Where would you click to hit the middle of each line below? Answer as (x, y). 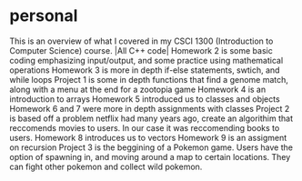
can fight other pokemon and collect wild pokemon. (106, 166)
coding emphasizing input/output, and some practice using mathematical (146, 60)
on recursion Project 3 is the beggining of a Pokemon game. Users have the (151, 147)
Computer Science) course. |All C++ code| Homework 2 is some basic (141, 50)
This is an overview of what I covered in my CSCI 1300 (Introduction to (141, 41)
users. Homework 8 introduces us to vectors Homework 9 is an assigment (148, 137)
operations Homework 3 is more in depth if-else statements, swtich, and (145, 70)
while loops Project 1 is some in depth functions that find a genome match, (149, 79)
